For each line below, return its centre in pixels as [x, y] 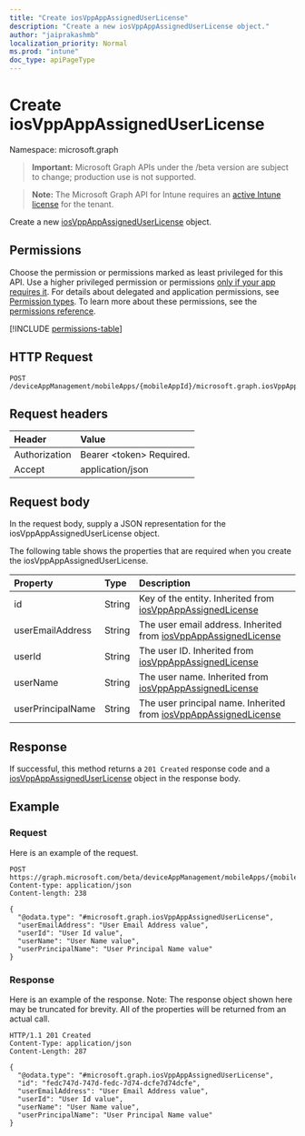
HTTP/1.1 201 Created [50, 1035]
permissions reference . [53, 311]
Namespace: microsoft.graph [64, 149]
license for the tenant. [73, 204]
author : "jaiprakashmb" [54, 35]
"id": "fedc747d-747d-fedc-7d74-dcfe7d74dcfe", [109, 1083]
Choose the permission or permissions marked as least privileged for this [146, 272]
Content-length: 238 [49, 893]
